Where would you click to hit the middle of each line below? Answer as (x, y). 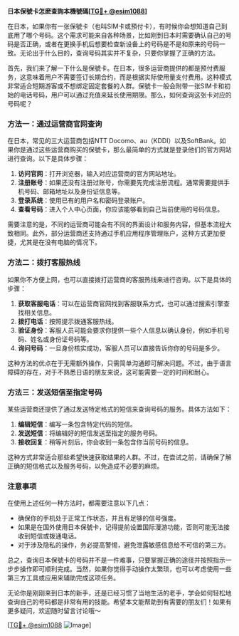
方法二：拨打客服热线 (44, 263)
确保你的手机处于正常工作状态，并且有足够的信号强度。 (99, 518)
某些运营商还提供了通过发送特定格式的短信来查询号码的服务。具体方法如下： (119, 409)
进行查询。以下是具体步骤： (48, 159)
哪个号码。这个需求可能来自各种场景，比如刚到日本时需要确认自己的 (126, 35)
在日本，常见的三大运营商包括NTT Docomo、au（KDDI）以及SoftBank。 (114, 141)
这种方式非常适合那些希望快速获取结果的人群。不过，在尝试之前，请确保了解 (119, 457)
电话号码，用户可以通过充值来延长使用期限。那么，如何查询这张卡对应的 (126, 95)
